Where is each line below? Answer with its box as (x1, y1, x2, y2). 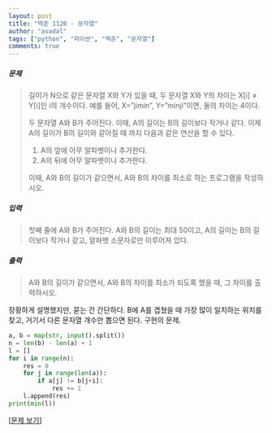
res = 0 (23, 361, 49, 370)
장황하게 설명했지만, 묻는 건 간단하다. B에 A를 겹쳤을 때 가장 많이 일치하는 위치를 (8, 305, 262, 315)
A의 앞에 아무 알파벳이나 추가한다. (40, 146, 148, 155)
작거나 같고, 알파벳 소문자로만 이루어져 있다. (50, 235, 189, 245)
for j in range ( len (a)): (23, 370, 107, 378)
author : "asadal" (8, 27, 67, 35)
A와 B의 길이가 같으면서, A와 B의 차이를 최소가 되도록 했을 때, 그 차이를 (28, 278, 253, 287)
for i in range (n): (8, 354, 75, 362)
